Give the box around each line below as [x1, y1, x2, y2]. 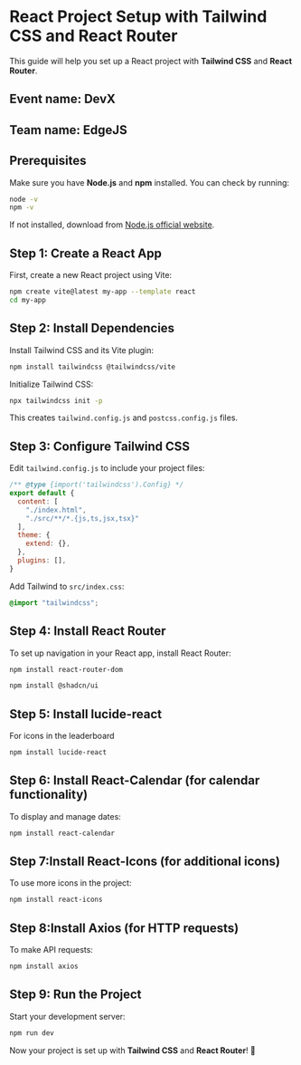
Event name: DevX [9, 91, 116, 107]
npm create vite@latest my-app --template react [9, 287, 196, 296]
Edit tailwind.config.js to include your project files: [9, 463, 205, 474]
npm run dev [9, 1028, 54, 1038]
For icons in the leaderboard [9, 731, 115, 742]
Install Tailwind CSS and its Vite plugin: [9, 344, 154, 355]
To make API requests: [9, 945, 93, 955]
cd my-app [9, 295, 47, 304]
